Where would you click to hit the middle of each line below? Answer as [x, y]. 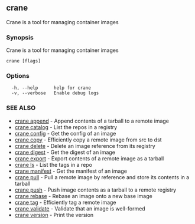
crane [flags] [24, 61]
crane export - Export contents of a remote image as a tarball [89, 158]
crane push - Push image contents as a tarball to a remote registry [95, 190]
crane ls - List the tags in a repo [53, 164]
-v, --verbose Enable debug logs [55, 93]
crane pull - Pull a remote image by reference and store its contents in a [102, 177]
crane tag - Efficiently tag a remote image [65, 202]
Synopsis [20, 37]
